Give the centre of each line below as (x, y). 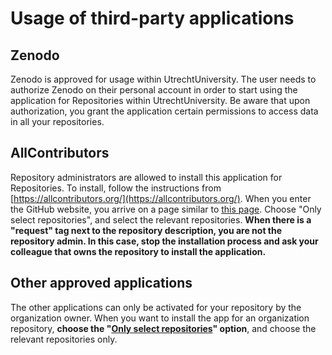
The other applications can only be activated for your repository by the (156, 307)
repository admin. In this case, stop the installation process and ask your (164, 241)
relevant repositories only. (64, 339)
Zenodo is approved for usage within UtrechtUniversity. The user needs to (163, 79)
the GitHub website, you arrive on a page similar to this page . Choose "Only (166, 209)
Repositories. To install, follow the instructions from (116, 188)
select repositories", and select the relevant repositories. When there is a (161, 219)
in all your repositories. (57, 121)
